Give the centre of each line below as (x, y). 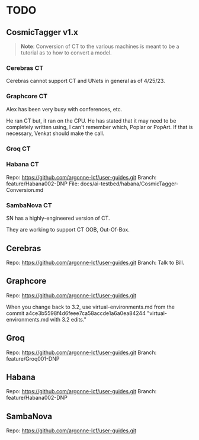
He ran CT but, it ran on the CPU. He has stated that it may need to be (91, 121)
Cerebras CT (25, 68)
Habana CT (23, 165)
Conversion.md (25, 190)
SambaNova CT (29, 205)
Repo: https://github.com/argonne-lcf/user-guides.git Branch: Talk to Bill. (95, 262)
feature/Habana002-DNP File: (43, 184)
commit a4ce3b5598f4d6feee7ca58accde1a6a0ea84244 (76, 313)
